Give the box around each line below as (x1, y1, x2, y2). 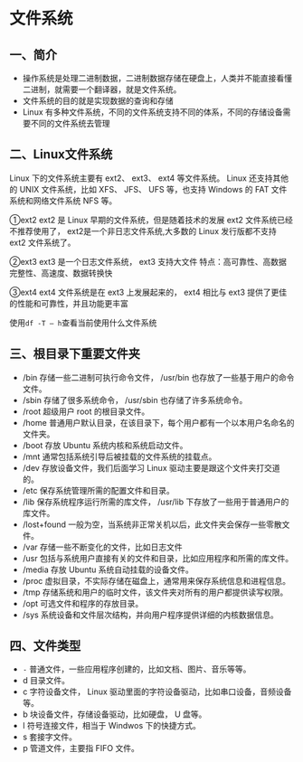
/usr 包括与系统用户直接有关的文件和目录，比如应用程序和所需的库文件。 (22, 552, 294, 563)
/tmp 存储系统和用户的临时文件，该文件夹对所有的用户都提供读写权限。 (22, 587, 289, 597)
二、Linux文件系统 (9, 146, 113, 163)
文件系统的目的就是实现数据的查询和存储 (22, 96, 174, 106)
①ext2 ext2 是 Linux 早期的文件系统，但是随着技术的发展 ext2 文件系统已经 (9, 214, 294, 225)
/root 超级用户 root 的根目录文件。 (22, 406, 150, 417)
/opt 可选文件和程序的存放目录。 (22, 597, 144, 608)
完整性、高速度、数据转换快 (9, 268, 113, 278)
